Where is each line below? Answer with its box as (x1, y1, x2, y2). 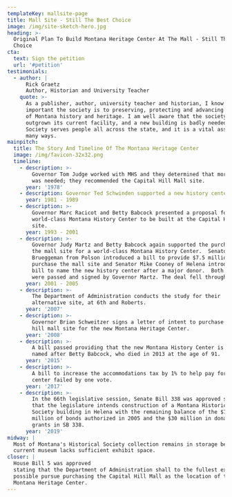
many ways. (25, 132, 57, 139)
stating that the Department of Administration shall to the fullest (13, 467, 217, 473)
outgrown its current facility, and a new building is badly (25, 119, 206, 126)
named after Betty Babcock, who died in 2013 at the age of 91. (32, 350, 221, 358)
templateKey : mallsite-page (7, 10, 88, 17)
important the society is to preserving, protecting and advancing (25, 106, 224, 113)
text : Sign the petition (13, 55, 85, 62)
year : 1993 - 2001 (25, 229, 79, 236)
